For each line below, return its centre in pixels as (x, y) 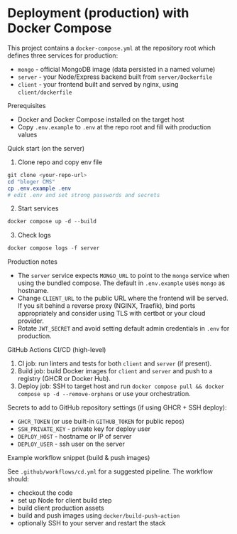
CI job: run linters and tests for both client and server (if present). (114, 363)
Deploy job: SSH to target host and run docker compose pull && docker (121, 386)
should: (18, 479)
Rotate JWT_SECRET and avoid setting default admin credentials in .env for (123, 329)
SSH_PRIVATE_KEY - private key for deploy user (84, 429)
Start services (38, 208)
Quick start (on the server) (46, 148)
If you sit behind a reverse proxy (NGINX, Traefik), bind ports (106, 306)
